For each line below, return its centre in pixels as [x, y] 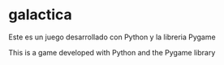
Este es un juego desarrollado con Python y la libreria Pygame [112, 37]
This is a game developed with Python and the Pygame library [112, 52]
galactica [41, 15]
